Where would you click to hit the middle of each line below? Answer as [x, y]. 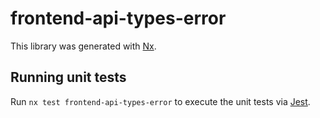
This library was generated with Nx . [83, 46]
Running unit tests [68, 77]
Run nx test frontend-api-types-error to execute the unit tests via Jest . [160, 101]
